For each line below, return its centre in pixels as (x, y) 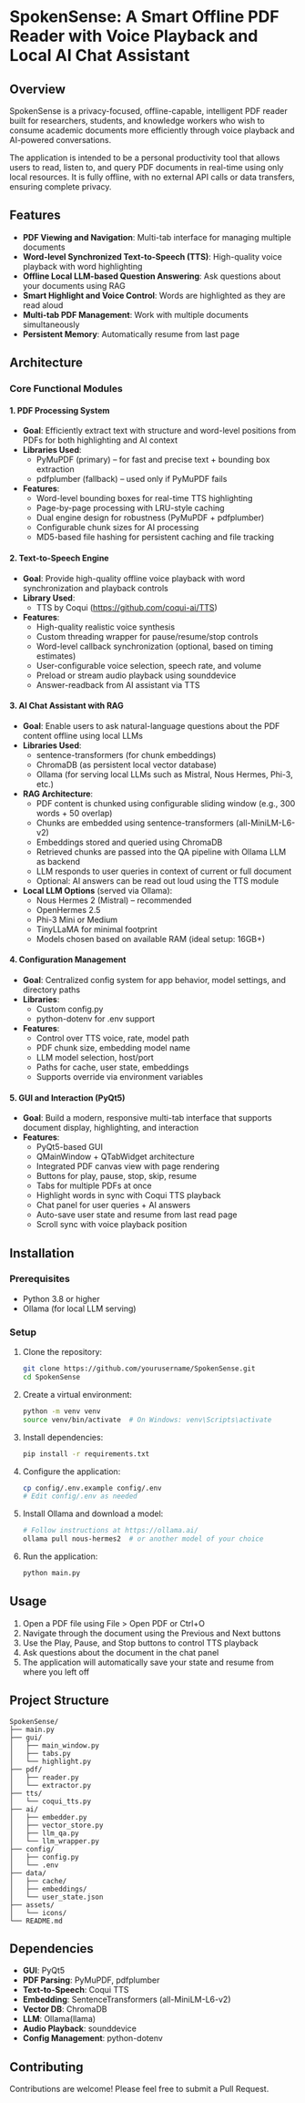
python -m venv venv (61, 1411)
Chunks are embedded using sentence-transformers (135, 823)
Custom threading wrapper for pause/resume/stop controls (147, 636)
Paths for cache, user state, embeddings (112, 1067)
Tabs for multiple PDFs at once (94, 1185)
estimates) (56, 656)
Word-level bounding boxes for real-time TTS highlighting (144, 498)
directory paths (51, 990)
